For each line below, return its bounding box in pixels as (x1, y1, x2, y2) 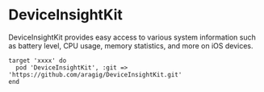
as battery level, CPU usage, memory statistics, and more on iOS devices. (8, 40, 254, 50)
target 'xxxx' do (8, 56, 67, 65)
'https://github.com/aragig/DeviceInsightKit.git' (8, 70, 182, 78)
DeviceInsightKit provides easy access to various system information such (8, 32, 256, 42)
